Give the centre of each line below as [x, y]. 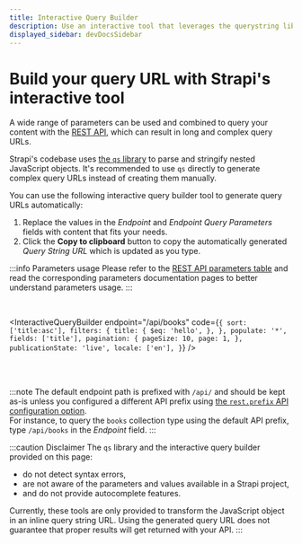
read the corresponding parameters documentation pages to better [134, 278]
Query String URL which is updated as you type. [111, 251]
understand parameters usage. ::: [71, 287]
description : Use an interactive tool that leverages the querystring [144, 26]
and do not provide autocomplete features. [102, 494]
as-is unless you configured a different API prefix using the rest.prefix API [149, 401]
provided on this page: [51, 457]
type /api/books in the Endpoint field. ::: [83, 430]
